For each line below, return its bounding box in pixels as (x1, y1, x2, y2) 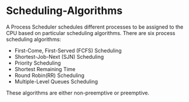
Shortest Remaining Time (14, 65, 76, 72)
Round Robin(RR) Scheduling (14, 72, 85, 79)
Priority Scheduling (14, 59, 61, 66)
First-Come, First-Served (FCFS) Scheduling (14, 47, 122, 54)
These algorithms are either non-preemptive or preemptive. (6, 89, 150, 96)
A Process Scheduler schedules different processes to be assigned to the (6, 23, 184, 30)
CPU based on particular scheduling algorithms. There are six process (6, 29, 176, 36)
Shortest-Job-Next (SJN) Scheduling (14, 53, 104, 60)
